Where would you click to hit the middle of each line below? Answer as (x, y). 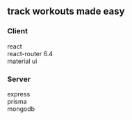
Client (17, 31)
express (19, 94)
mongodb (21, 109)
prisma (17, 101)
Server (19, 79)
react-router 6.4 (30, 53)
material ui (22, 61)
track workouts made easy (66, 11)
